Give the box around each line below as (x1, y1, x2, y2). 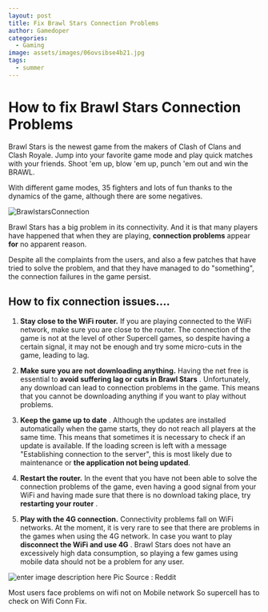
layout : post (8, 11, 52, 20)
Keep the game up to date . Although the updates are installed (19, 415, 226, 425)
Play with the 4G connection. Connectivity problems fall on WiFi (19, 514, 234, 524)
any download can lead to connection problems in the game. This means (19, 382, 260, 392)
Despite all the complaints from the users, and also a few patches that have (8, 254, 257, 264)
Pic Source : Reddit (113, 572, 177, 582)
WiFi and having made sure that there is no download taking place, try (19, 490, 251, 500)
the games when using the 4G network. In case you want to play (19, 531, 233, 541)
